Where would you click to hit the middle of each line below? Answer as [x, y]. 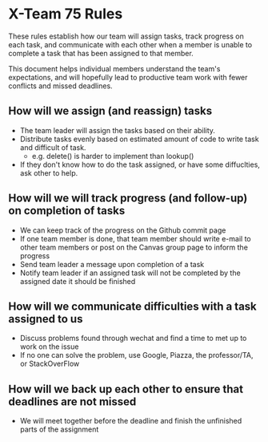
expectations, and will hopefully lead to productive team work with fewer [128, 77]
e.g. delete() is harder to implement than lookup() [113, 156]
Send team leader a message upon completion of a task [112, 264]
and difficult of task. [53, 147]
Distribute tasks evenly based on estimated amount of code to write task [139, 139]
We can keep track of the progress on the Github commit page [123, 230]
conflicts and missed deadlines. [61, 86]
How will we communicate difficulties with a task [133, 306]
